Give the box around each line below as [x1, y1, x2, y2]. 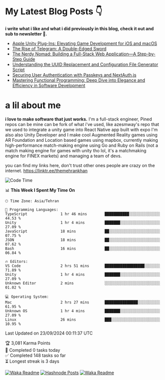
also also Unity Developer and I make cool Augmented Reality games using [5, 131, 158, 138]
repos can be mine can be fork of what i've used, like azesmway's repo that [5, 121, 160, 127]
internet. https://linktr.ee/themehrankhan [5, 168, 88, 173]
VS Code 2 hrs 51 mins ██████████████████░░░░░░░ [5, 263, 161, 268]
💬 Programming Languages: [5, 207, 58, 212]
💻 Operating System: [5, 294, 49, 299]
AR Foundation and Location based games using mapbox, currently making [5, 137, 158, 143]
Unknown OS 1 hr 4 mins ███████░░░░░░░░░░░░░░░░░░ [5, 308, 161, 313]
